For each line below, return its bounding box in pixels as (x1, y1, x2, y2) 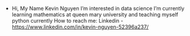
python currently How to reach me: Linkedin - (11, 17, 123, 24)
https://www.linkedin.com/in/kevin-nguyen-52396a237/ (11, 23, 149, 30)
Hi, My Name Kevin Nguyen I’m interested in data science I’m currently (11, 5, 185, 12)
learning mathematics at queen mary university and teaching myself (11, 11, 179, 18)
